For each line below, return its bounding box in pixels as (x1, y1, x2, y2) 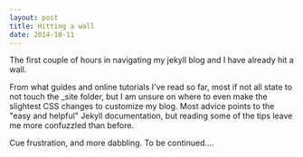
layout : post (9, 13, 59, 23)
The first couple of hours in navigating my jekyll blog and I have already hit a (9, 55, 294, 66)
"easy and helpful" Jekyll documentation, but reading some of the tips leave (9, 110, 293, 122)
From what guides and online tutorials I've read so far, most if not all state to (9, 82, 292, 93)
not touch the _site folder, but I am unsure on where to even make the (9, 91, 269, 102)
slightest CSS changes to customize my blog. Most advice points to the (9, 101, 275, 112)
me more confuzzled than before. (9, 120, 134, 131)
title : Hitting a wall (9, 22, 95, 31)
